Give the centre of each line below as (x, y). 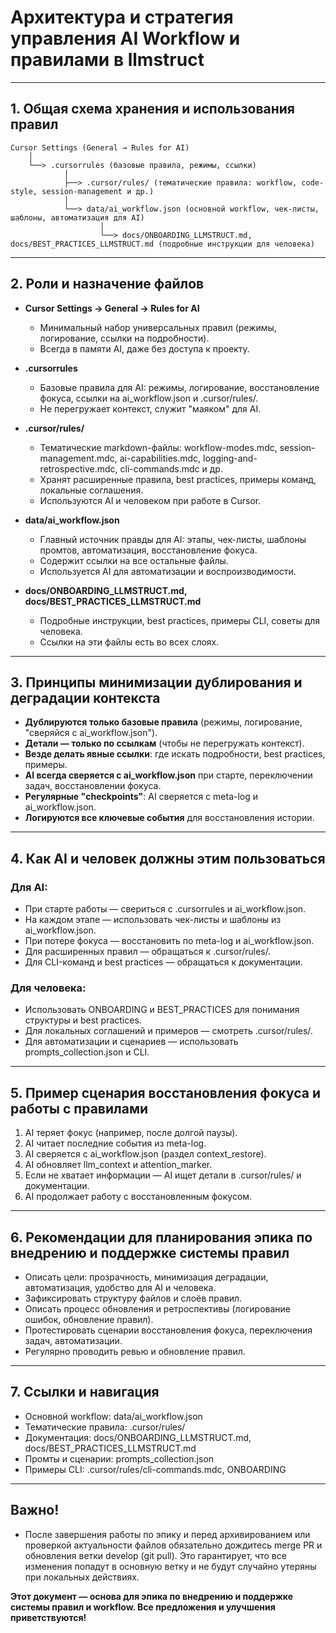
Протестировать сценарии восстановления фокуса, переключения (168, 1330)
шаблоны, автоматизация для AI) (77, 217)
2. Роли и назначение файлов (107, 284)
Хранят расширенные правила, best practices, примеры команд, (178, 479)
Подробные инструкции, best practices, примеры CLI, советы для (180, 620)
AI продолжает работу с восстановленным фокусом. (138, 1197)
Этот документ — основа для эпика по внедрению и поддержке (151, 1596)
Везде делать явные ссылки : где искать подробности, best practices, (175, 754)
